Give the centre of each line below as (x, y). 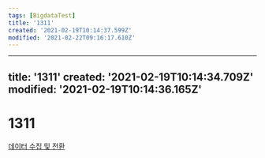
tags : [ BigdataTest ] (42, 15)
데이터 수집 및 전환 (37, 146)
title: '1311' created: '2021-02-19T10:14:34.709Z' (131, 77)
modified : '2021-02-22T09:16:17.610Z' (72, 38)
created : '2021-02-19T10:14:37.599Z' (70, 30)
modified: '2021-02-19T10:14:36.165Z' (105, 89)
